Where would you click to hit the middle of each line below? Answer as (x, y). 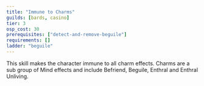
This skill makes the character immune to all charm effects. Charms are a (98, 63)
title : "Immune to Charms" (41, 12)
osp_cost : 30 (23, 29)
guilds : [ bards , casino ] (38, 18)
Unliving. (17, 76)
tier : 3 (16, 23)
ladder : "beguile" (30, 46)
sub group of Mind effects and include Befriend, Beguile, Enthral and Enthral (102, 70)
